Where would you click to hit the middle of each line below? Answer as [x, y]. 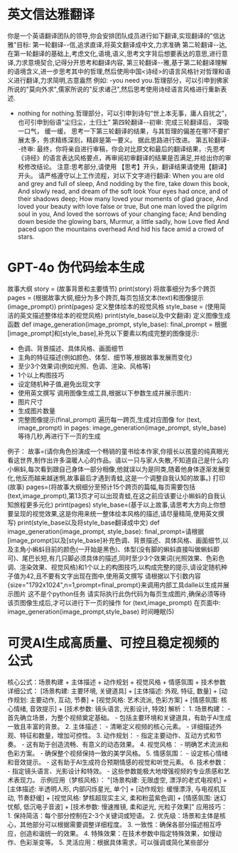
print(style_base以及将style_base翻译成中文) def [88, 522]
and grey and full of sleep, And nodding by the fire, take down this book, [123, 183]
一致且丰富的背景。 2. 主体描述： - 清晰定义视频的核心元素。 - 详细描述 [112, 726]
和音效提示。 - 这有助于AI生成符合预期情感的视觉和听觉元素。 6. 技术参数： [118, 762]
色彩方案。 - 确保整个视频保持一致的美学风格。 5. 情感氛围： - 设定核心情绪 [118, 753]
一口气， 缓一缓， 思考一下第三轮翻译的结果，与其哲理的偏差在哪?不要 [120, 131]
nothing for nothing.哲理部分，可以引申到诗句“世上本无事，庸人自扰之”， [124, 113]
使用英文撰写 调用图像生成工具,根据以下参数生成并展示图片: [104, 393]
